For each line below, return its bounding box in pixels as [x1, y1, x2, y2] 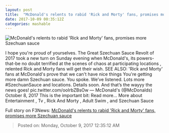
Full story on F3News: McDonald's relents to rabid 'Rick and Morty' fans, [5, 107, 156, 113]
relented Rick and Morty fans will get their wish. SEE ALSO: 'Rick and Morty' [5, 66, 163, 72]
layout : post [5, 7, 33, 12]
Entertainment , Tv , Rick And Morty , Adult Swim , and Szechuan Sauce [5, 98, 154, 104]
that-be [5, 60, 21, 66]
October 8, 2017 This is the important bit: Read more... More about [5, 92, 142, 98]
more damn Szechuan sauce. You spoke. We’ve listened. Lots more [5, 76, 145, 82]
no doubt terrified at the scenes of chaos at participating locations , [22, 60, 162, 66]
